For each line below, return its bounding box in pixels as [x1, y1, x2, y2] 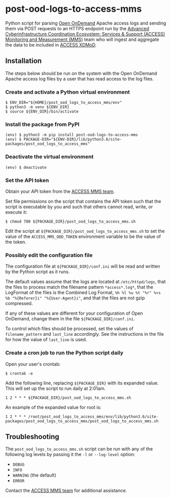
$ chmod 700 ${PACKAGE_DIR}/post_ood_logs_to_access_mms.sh [5, 219, 136, 224]
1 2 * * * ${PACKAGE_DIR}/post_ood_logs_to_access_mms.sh [5, 395, 131, 400]
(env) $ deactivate [5, 165, 47, 170]
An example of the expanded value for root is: [5, 404, 102, 410]
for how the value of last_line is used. [5, 336, 87, 343]
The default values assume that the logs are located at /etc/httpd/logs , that [5, 278, 166, 285]
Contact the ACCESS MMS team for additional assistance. [5, 487, 127, 494]
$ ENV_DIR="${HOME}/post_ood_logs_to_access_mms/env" [5, 100, 123, 105]
